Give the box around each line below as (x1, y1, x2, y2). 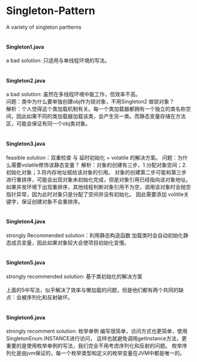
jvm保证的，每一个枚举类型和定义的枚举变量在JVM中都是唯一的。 (26, 350, 185, 357)
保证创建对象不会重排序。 (21, 198, 83, 205)
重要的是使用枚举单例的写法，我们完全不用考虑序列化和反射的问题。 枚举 (6, 342, 182, 350)
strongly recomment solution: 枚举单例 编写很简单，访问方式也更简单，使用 (6, 327, 188, 335)
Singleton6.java (6, 314, 46, 321)
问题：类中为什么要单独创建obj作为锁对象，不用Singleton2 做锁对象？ (6, 98, 175, 105)
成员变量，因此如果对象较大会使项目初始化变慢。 (11, 239, 130, 246)
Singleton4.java (6, 218, 46, 225)
